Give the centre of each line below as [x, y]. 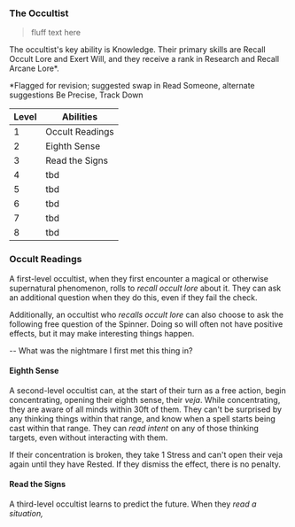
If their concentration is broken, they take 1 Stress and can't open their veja [146, 454]
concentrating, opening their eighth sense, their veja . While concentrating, [145, 399]
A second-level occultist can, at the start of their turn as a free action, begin [147, 390]
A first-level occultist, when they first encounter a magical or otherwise [139, 278]
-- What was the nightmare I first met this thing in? [101, 350]
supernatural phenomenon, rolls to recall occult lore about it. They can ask [145, 288]
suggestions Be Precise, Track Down [76, 95]
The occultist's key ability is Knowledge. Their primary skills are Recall [137, 50]
